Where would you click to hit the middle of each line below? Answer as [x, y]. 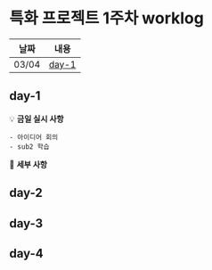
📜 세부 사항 [28, 164]
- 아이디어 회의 [34, 137]
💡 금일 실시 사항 [37, 119]
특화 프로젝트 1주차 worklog [107, 18]
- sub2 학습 [29, 147]
